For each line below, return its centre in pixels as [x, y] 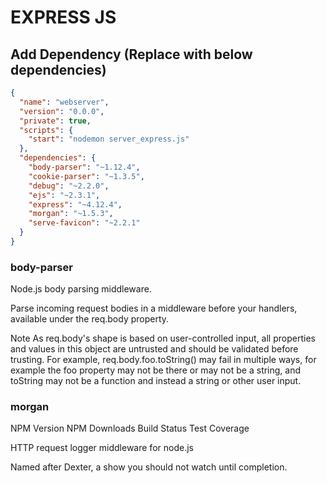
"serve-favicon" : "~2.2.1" [84, 223]
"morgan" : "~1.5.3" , [71, 214]
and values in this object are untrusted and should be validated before [154, 349]
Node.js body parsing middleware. [81, 289]
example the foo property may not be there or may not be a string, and [156, 370]
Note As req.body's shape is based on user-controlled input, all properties [163, 338]
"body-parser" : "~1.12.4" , [84, 167]
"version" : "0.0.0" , [62, 111]
